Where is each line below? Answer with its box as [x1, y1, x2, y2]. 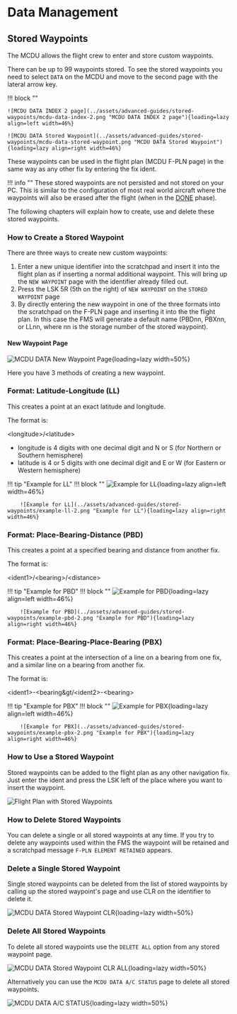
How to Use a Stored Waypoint [7, 752, 115, 762]
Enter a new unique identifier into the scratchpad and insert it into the [17, 262, 220, 271]
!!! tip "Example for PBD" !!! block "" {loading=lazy [7, 587, 209, 596]
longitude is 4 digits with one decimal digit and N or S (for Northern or [17, 443, 221, 452]
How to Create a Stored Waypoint [7, 232, 124, 242]
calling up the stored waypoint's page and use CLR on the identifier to [7, 887, 211, 896]
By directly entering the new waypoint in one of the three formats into [17, 300, 221, 308]
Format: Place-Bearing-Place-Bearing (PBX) [7, 637, 163, 647]
